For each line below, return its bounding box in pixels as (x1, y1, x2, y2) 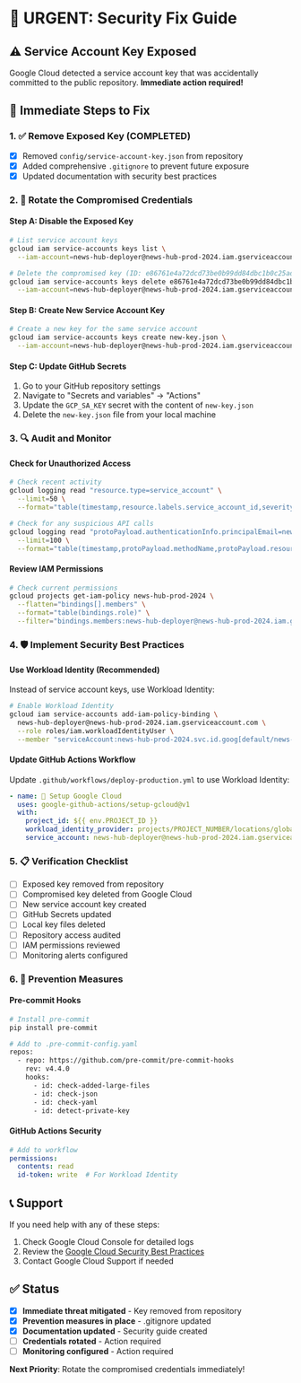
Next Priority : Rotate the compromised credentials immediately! (9, 1364, 245, 1375)
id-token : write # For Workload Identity (17, 1170, 178, 1179)
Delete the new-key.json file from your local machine (21, 409, 217, 420)
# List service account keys (9, 236, 118, 245)
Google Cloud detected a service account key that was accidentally (9, 67, 259, 78)
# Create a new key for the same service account (9, 325, 199, 334)
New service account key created (21, 899, 147, 910)
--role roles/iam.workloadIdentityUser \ (17, 726, 175, 735)
